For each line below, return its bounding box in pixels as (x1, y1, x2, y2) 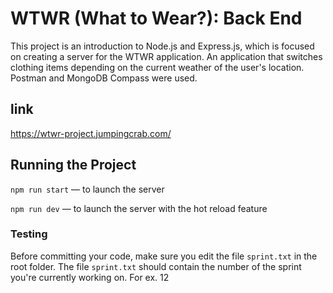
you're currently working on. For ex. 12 (10, 271, 170, 283)
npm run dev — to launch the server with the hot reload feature (10, 202, 268, 214)
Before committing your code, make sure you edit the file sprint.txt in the (10, 250, 318, 262)
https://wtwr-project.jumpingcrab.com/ (10, 127, 172, 139)
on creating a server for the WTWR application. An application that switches (10, 50, 323, 62)
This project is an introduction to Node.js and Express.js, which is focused (10, 40, 315, 52)
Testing (10, 227, 48, 241)
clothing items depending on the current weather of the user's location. (10, 61, 305, 73)
